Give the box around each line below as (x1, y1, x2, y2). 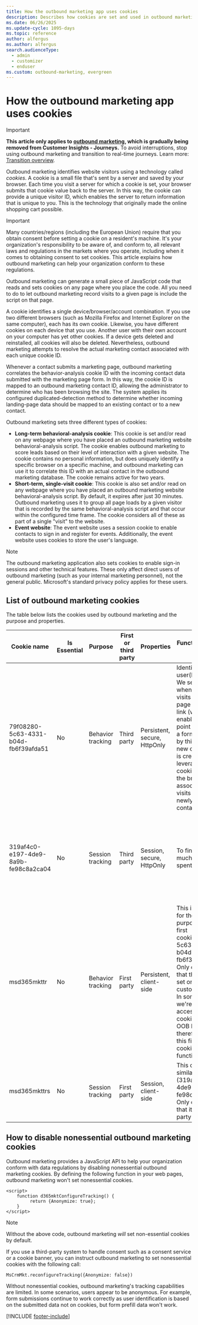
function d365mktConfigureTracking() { (16, 1193, 115, 1199)
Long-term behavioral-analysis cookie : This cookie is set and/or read (14, 430, 186, 437)
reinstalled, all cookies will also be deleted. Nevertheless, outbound (6, 339, 170, 346)
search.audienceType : (6, 47, 60, 53)
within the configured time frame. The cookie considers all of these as (14, 512, 185, 519)
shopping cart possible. (6, 206, 64, 213)
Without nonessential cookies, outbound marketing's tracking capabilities (6, 1282, 184, 1290)
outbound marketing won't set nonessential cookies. (6, 1176, 134, 1183)
